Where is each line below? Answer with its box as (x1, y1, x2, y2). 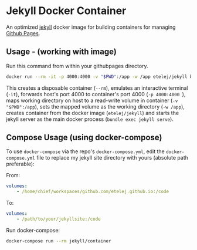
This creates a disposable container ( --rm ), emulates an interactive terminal (6, 84, 188, 92)
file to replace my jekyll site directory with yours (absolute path (36, 154, 189, 161)
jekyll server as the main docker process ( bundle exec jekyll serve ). (6, 116, 174, 123)
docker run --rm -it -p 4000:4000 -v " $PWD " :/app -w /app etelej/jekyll (6, 73, 188, 80)
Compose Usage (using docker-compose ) (6, 133, 162, 143)
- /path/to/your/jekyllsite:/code (16, 216, 101, 222)
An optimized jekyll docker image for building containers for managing (6, 23, 176, 31)
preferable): (6, 160, 35, 168)
